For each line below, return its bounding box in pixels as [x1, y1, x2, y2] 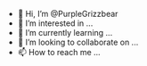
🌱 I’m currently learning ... [17, 28, 113, 37]
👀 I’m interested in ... [17, 18, 94, 29]
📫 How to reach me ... [17, 47, 101, 57]
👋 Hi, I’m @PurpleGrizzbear [17, 9, 118, 19]
